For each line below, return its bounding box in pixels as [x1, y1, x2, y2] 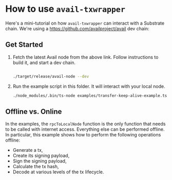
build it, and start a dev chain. [12, 59, 76, 66]
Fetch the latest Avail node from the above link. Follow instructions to [12, 54, 159, 60]
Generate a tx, [12, 147, 43, 153]
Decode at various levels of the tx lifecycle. [12, 169, 104, 175]
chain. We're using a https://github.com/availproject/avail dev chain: [5, 25, 150, 31]
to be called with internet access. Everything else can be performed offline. [5, 126, 165, 132]
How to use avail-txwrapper [5, 3, 126, 15]
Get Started [5, 41, 43, 49]
